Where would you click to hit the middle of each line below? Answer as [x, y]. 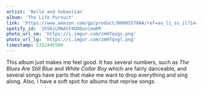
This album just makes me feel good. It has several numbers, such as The [98, 62]
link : [13, 23]
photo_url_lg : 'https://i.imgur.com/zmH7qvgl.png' [71, 40]
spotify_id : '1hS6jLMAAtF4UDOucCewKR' [55, 28]
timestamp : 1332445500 [35, 45]
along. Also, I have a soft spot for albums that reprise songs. [81, 81]
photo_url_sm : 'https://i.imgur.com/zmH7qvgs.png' [71, 34]
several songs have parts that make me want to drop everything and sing [97, 75]
